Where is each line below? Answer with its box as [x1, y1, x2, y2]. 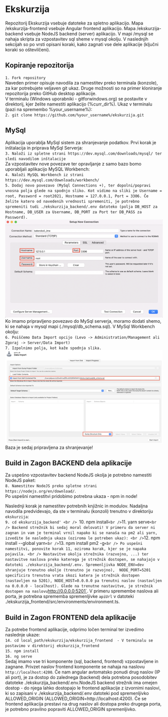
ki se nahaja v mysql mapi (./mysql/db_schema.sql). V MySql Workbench [5, 324, 155, 330]
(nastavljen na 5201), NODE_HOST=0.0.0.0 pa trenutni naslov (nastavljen [5, 578, 162, 583]
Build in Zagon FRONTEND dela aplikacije [5, 613, 136, 621]
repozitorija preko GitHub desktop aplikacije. [5, 90, 96, 96]
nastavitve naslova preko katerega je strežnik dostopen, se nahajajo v [5, 557, 160, 562]
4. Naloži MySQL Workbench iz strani [5, 172, 84, 177]
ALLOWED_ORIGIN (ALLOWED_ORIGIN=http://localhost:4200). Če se [5, 695, 146, 701]
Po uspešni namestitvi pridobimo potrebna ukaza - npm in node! [5, 493, 137, 499]
